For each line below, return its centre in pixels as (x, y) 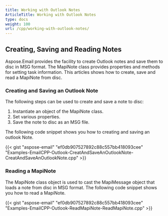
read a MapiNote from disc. (34, 77)
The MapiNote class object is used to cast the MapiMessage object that (80, 182)
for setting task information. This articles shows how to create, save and (80, 72)
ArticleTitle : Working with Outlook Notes (51, 15)
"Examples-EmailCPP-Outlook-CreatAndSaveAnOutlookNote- (69, 153)
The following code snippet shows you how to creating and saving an (78, 132)
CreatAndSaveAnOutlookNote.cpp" (42, 158)
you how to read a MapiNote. (35, 193)
